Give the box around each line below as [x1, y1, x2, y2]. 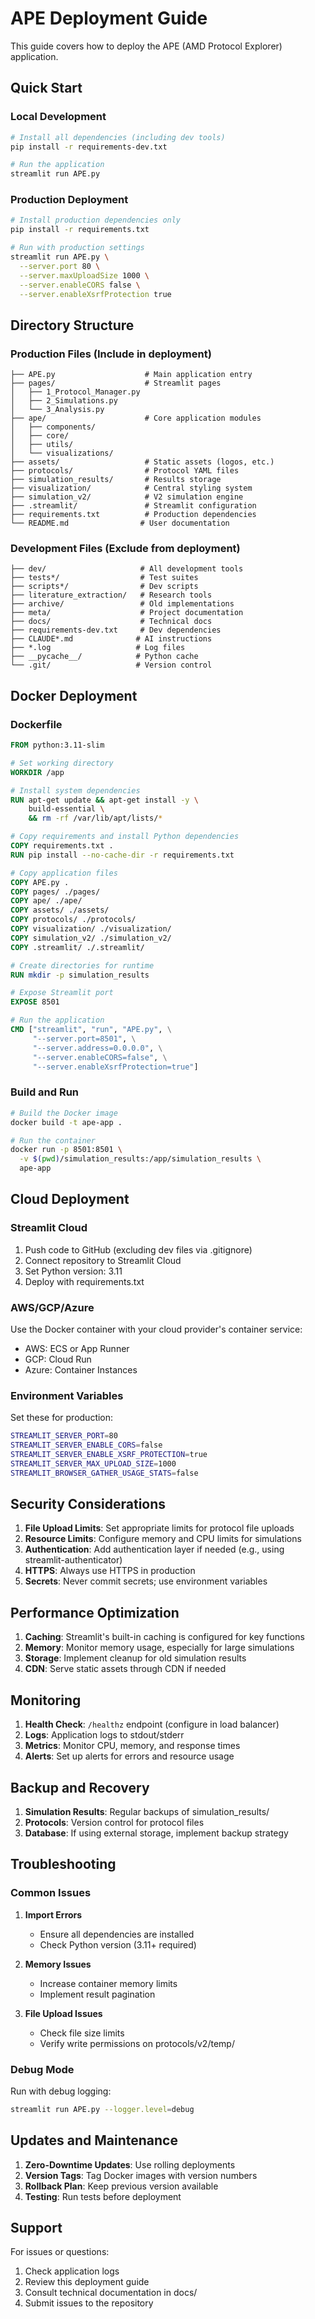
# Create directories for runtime [10, 960, 155, 971]
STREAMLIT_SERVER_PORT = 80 [10, 1431, 118, 1441]
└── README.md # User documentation [10, 518, 230, 529]
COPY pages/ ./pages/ [10, 887, 101, 897]
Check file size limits [39, 2027, 125, 2039]
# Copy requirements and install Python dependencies [10, 832, 240, 842]
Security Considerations [10, 1496, 167, 1513]
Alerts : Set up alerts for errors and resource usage [24, 1750, 235, 1762]
